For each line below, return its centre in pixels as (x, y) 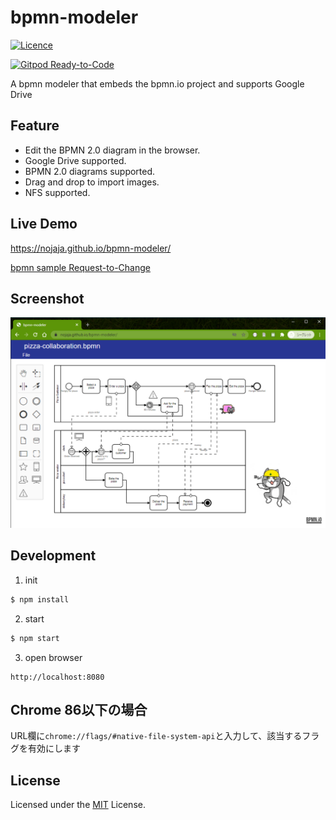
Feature (35, 126)
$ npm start (35, 638)
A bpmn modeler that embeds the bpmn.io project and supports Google (157, 83)
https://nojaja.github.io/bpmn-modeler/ (91, 248)
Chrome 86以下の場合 (79, 709)
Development (53, 556)
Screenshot (47, 298)
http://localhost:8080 (57, 677)
